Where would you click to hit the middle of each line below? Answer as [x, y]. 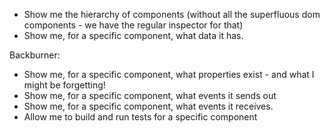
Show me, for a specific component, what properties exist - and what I [169, 74]
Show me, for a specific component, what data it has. [133, 35]
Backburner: [35, 55]
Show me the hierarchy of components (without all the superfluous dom [172, 14]
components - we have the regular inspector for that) [133, 25]
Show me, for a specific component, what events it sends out [150, 95]
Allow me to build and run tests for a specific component [140, 117]
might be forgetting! [64, 85]
